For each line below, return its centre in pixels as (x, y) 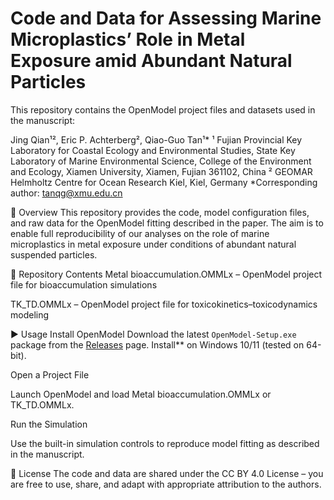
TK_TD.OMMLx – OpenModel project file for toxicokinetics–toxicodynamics (164, 304)
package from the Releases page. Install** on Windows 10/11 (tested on (157, 344)
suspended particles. (54, 254)
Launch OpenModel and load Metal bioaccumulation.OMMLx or (141, 394)
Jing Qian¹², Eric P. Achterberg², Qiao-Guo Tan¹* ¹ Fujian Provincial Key (156, 139)
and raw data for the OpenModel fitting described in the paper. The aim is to (167, 223)
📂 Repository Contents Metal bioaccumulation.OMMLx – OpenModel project (166, 274)
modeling (30, 314)
